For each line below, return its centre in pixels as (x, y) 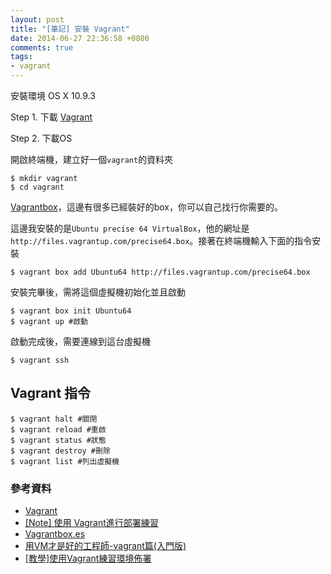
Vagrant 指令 (51, 393)
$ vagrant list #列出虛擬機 (65, 461)
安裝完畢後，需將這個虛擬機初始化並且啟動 (98, 292)
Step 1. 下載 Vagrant (51, 117)
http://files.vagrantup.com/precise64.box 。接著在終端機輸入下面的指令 (161, 240)
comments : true (42, 47)
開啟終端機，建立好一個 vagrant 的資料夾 (92, 159)
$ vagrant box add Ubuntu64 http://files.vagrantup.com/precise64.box (160, 272)
